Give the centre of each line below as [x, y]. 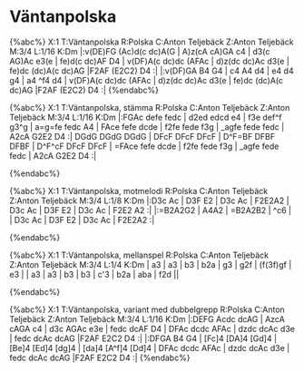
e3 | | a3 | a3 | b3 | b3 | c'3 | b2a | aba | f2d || [94, 274]
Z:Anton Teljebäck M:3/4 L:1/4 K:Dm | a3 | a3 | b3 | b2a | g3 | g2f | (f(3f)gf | [151, 264]
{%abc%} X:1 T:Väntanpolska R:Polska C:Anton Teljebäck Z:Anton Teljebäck [152, 42]
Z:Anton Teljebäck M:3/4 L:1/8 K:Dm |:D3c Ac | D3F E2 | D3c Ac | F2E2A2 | [149, 201]
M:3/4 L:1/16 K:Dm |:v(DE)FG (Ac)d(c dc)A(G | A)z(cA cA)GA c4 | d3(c [140, 51]
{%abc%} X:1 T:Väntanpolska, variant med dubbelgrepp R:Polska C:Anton [147, 309]
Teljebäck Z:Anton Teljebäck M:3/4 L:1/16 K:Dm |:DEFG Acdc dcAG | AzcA [147, 318]
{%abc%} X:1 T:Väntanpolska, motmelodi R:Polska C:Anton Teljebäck [139, 191]
